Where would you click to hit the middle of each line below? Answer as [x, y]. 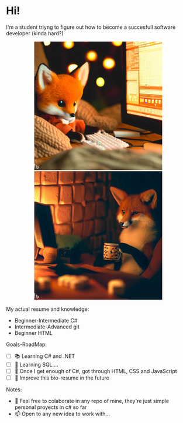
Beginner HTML [34, 333]
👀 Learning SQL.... [36, 364]
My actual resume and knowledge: [48, 309]
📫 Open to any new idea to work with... [62, 414]
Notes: [14, 390]
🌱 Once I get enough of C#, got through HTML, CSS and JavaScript [96, 371]
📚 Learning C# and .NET [45, 356]
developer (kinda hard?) [35, 33]
